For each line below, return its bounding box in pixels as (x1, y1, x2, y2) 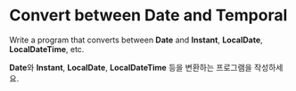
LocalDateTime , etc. (9, 43, 85, 54)
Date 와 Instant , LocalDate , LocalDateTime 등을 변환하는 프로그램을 (9, 62, 252, 72)
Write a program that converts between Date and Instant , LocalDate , (9, 34, 263, 45)
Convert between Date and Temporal (9, 5, 288, 26)
